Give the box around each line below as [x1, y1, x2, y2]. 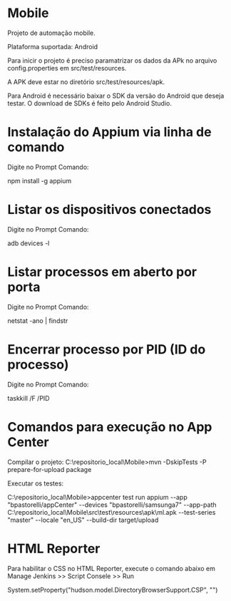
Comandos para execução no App [7, 418, 212, 435]
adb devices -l [7, 239, 50, 247]
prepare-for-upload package [7, 465, 92, 473]
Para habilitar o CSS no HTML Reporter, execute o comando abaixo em [7, 564, 215, 572]
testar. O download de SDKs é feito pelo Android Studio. [7, 98, 173, 108]
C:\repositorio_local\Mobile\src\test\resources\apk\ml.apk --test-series [7, 508, 216, 516]
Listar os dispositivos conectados [7, 202, 212, 218]
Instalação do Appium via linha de [7, 124, 212, 140]
